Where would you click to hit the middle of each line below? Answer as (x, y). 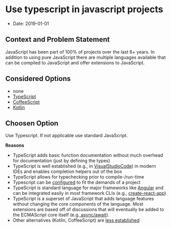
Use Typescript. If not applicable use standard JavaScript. (67, 136)
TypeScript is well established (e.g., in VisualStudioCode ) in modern (84, 166)
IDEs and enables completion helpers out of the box (67, 171)
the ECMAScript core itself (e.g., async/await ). (61, 215)
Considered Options (38, 79)
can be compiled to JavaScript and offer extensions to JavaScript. (75, 63)
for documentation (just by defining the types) (61, 161)
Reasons (15, 145)
